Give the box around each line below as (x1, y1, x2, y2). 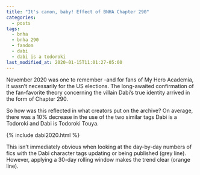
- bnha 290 (11, 37, 39, 43)
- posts (11, 20, 31, 26)
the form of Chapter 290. (6, 95, 68, 103)
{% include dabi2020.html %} (6, 131, 80, 139)
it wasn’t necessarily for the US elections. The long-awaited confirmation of (6, 82, 194, 89)
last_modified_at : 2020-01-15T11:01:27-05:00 (6, 59, 122, 65)
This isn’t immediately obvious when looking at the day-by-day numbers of (6, 143, 192, 150)
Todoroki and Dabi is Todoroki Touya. (6, 119, 99, 127)
